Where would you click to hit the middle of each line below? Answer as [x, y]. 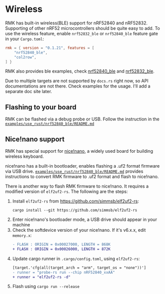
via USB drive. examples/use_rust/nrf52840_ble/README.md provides [74, 171]
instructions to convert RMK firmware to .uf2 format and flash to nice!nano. [82, 177]
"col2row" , [25, 57]
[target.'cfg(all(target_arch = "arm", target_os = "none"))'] [79, 268]
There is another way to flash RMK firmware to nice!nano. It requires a [77, 186]
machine [21, 225]
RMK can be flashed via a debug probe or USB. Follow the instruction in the [82, 119]
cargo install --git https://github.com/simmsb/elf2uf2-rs [75, 210]
